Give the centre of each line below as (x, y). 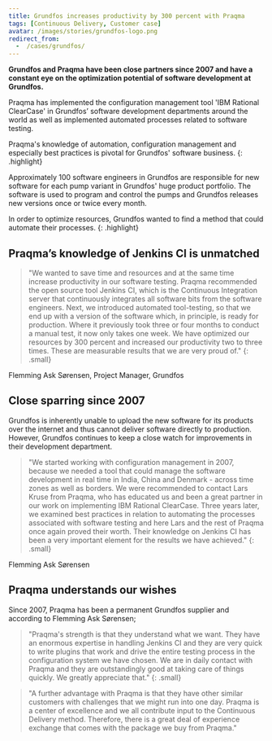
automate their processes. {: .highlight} (74, 228)
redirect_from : (34, 39)
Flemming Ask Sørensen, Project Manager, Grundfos (96, 375)
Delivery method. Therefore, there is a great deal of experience (134, 719)
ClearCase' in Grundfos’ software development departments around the (128, 112)
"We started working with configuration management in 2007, (131, 462)
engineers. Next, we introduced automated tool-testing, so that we (140, 307)
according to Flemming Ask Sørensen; (72, 618)
